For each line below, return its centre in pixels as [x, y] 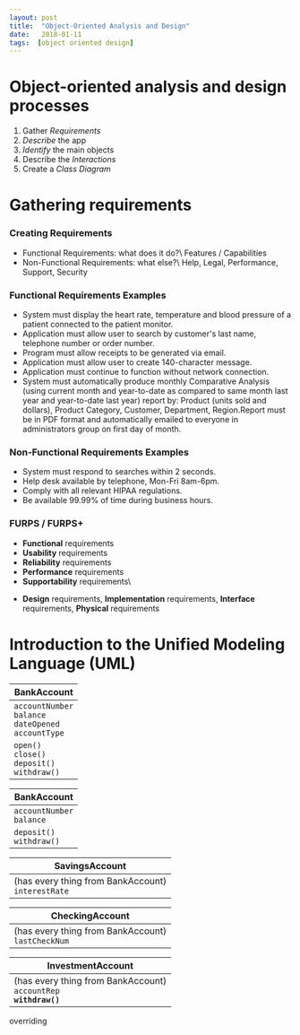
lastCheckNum [42, 941]
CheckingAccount [90, 916]
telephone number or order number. [88, 343]
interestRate [42, 891]
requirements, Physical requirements [90, 608]
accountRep [37, 991]
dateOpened [37, 724]
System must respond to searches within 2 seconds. [119, 472]
